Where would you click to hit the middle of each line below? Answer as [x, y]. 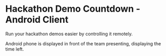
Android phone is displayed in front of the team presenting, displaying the [83, 43]
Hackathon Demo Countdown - [73, 9]
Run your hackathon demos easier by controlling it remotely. [69, 34]
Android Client [37, 20]
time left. [15, 49]
